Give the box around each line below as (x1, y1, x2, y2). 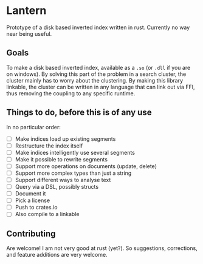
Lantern (6, 4, 47, 18)
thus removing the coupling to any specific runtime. (6, 89, 136, 97)
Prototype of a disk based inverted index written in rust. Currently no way (6, 24, 190, 31)
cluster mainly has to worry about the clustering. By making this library (6, 76, 184, 84)
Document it (15, 190, 46, 197)
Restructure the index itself (15, 142, 83, 149)
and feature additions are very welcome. (6, 251, 108, 259)
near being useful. (6, 30, 52, 37)
